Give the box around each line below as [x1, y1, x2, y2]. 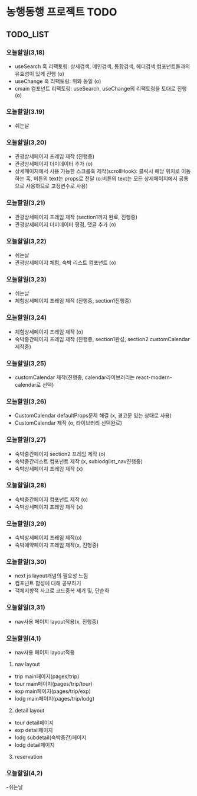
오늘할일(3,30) [6, 558, 47, 566]
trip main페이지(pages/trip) [14, 673, 80, 680]
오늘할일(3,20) [6, 139, 47, 147]
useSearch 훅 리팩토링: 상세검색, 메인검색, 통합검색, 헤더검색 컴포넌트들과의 [14, 63, 191, 70]
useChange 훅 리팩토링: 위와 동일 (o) [14, 78, 101, 85]
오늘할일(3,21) [6, 199, 45, 207]
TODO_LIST [6, 29, 50, 39]
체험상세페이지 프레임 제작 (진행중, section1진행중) [14, 297, 132, 304]
